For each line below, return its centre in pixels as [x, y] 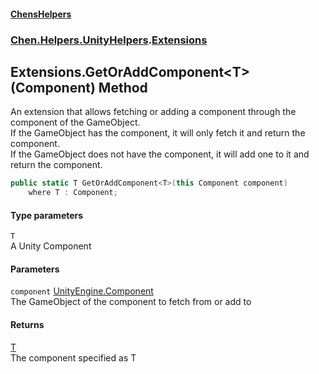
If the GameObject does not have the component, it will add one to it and [160, 154]
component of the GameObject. [75, 122]
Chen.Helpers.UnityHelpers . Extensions [109, 40]
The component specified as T [73, 357]
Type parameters [47, 215]
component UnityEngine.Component [82, 291]
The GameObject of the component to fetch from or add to [131, 302]
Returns [27, 325]
